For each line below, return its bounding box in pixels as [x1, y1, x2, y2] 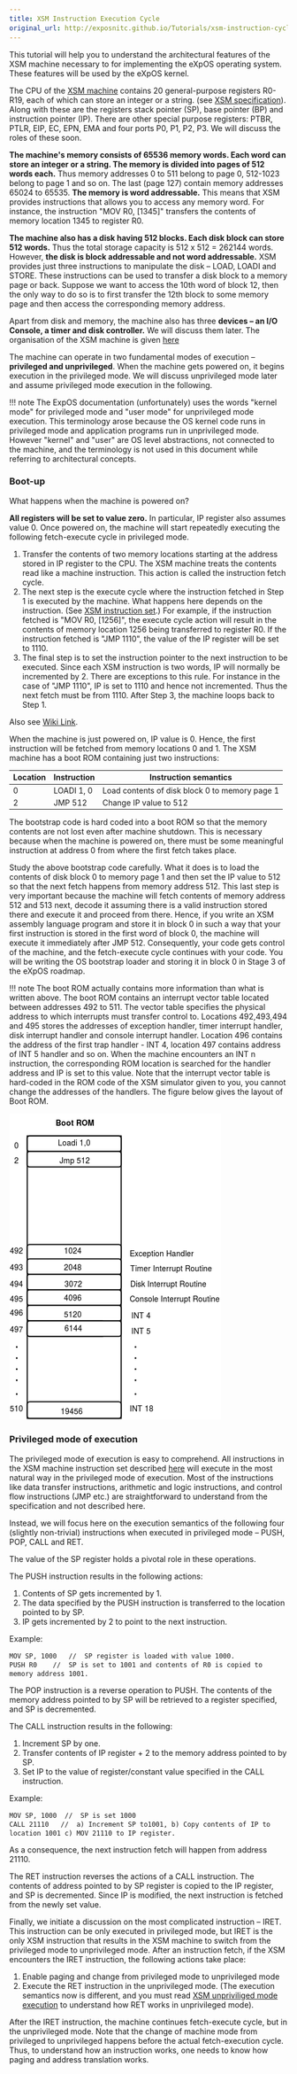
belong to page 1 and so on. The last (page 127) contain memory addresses [9, 177, 284, 188]
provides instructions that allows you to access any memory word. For [9, 196, 265, 207]
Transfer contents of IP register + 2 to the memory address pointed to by [21, 1747, 287, 1758]
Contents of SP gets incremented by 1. [21, 1588, 162, 1598]
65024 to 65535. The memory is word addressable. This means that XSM [9, 187, 280, 198]
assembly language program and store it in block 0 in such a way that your [9, 919, 281, 929]
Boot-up [9, 475, 46, 487]
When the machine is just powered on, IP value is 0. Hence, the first [9, 734, 256, 744]
